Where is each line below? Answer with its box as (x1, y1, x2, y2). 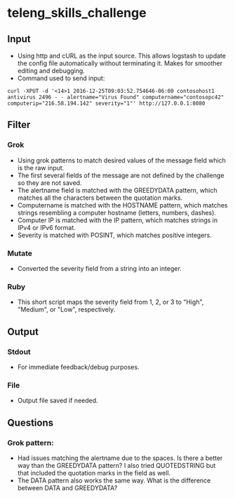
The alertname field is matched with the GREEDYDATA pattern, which (17, 186, 217, 194)
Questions (7, 416, 54, 428)
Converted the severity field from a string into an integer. (17, 264, 182, 272)
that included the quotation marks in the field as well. (17, 468, 171, 477)
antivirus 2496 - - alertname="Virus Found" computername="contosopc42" (7, 94, 224, 101)
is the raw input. (17, 163, 65, 172)
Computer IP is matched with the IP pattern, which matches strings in (17, 216, 218, 224)
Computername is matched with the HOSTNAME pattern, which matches (17, 200, 228, 209)
